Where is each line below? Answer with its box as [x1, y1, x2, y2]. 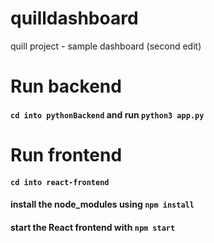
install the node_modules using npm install [10, 198, 195, 211]
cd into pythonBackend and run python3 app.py [10, 108, 205, 121]
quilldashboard [10, 7, 139, 30]
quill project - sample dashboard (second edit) [10, 40, 202, 52]
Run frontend [10, 143, 123, 166]
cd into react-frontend [10, 177, 110, 187]
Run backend [10, 75, 122, 98]
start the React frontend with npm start [10, 221, 176, 233]
